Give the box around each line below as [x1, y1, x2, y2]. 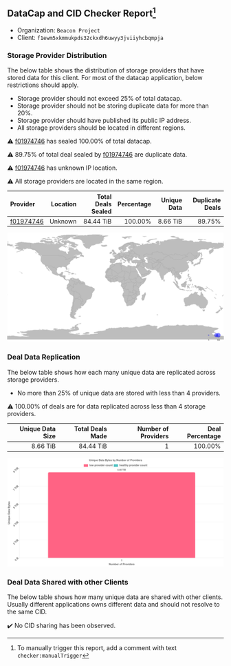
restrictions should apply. [7, 81, 79, 89]
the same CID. [7, 607, 47, 616]
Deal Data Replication [7, 352, 80, 362]
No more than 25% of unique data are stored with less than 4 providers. [16, 389, 221, 397]
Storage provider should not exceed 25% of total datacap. [16, 95, 182, 103]
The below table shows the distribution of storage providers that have [7, 66, 205, 75]
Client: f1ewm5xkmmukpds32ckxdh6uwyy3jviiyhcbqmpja [16, 33, 164, 41]
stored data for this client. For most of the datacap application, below [7, 74, 203, 82]
